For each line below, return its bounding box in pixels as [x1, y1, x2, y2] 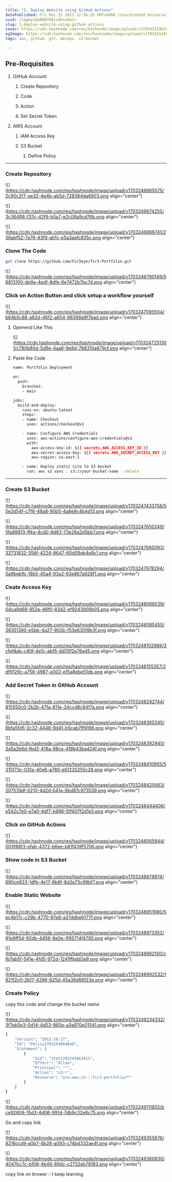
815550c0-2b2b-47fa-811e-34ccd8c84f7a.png [5, 704, 104, 710]
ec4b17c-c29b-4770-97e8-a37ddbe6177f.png [5, 914, 102, 920]
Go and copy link [5, 1119, 41, 1126]
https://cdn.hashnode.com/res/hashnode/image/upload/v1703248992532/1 [7, 971, 166, 977]
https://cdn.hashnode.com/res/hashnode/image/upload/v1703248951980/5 [7, 909, 166, 915]
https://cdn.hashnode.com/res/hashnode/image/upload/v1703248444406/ [7, 803, 165, 809]
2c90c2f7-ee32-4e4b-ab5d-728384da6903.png [5, 193, 109, 199]
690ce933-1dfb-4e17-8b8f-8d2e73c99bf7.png [5, 879, 104, 885]
